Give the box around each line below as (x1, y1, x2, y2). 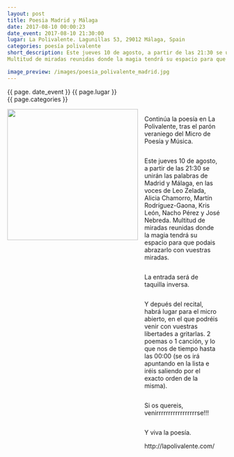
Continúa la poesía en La (144, 115, 216, 123)
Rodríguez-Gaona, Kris (144, 201, 210, 210)
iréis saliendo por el (144, 366, 201, 375)
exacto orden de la (144, 374, 198, 382)
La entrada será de (144, 273, 198, 281)
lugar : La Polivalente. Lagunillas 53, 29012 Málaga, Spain (7, 36, 186, 43)
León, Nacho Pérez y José (144, 208, 221, 217)
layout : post (7, 10, 45, 17)
